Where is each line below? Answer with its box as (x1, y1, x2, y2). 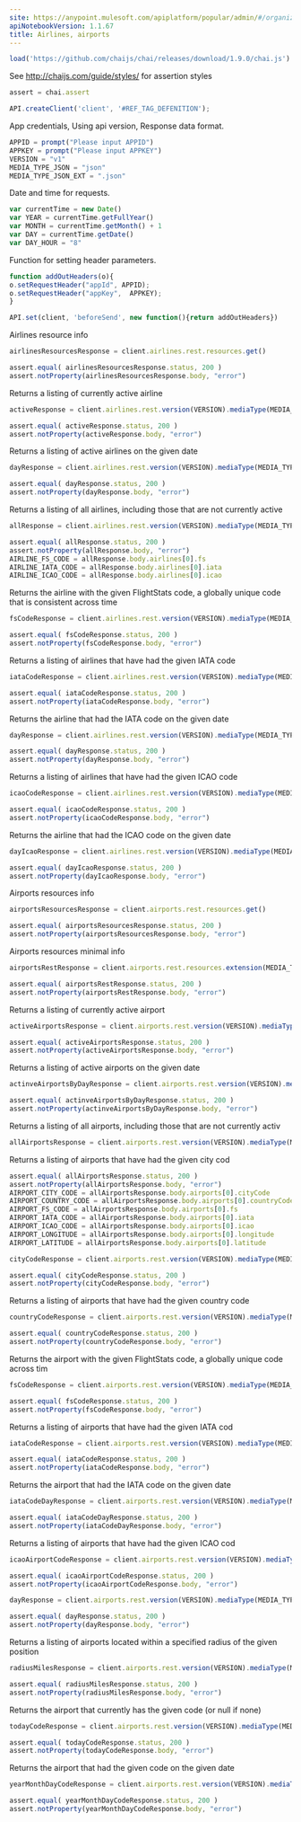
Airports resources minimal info (9, 946, 125, 957)
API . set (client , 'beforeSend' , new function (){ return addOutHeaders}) (9, 314, 279, 323)
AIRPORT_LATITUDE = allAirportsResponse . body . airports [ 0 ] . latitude (9, 1238, 267, 1247)
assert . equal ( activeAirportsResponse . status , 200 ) (9, 1038, 211, 1047)
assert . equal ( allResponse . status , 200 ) (9, 537, 167, 546)
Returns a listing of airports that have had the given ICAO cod (9, 1537, 236, 1548)
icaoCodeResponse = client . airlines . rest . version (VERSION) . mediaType (9, 789, 275, 798)
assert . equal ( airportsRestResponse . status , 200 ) (9, 979, 202, 988)
